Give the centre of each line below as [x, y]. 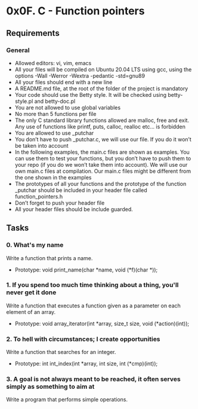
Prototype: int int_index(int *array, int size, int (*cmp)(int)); [86, 364]
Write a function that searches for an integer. [61, 352]
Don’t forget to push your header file [60, 203]
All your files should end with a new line [64, 82]
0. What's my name [35, 245]
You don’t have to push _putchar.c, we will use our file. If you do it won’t [103, 139]
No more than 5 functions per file [55, 114]
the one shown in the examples [53, 177]
